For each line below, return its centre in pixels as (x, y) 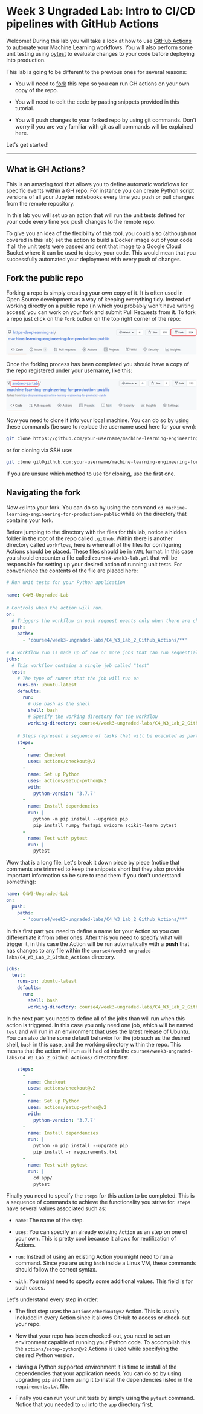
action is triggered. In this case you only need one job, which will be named (100, 1025)
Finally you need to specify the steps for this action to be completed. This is (101, 1196)
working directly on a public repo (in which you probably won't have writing (100, 306)
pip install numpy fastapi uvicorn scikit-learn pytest (105, 825)
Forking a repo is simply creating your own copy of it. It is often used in (95, 293)
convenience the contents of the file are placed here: (72, 571)
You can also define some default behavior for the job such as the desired (98, 1037)
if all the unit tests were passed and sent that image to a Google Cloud (94, 246)
